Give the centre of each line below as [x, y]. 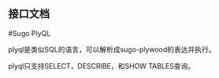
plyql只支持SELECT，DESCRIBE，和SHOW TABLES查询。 [102, 66]
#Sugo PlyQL [30, 33]
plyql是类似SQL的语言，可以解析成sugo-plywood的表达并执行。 [112, 49]
